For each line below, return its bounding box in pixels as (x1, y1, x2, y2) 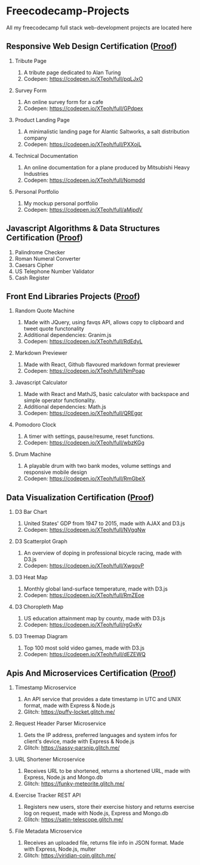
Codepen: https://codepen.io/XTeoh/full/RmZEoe (23, 592, 144, 599)
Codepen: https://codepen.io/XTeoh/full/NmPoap (23, 367, 145, 374)
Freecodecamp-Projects (6, 4, 130, 18)
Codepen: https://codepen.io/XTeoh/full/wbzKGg (23, 439, 145, 446)
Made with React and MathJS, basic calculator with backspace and (23, 391, 189, 398)
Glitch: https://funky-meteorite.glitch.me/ (23, 780, 125, 787)
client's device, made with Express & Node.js (23, 738, 135, 745)
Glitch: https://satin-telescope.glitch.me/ (23, 816, 124, 823)
